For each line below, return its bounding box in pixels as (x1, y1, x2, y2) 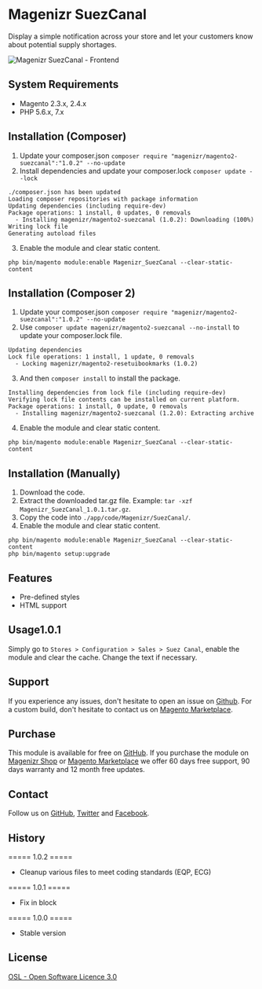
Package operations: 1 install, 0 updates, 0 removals (8, 208, 191, 217)
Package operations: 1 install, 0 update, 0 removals (8, 403, 188, 410)
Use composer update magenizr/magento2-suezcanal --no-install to (19, 322, 240, 332)
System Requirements (8, 78, 119, 91)
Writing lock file (8, 222, 68, 230)
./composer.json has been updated (8, 188, 122, 196)
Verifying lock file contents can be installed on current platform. (8, 395, 241, 404)
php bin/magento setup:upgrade (8, 550, 111, 558)
